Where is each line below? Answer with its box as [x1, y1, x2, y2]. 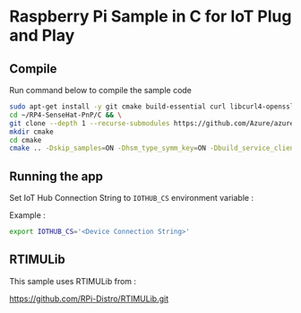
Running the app [9, 169, 103, 184]
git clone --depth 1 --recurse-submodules [9, 118, 170, 127]
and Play [9, 25, 75, 46]
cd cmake [9, 135, 42, 144]
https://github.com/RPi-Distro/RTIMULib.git [9, 293, 169, 304]
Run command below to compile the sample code [9, 85, 193, 95]
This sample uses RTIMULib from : [9, 275, 137, 286]
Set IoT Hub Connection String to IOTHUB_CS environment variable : [9, 193, 254, 204]
